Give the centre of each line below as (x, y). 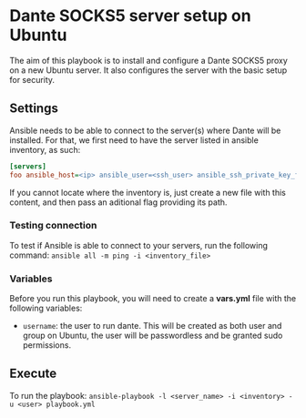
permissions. (46, 345)
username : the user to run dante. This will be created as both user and (152, 326)
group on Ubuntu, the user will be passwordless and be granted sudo (153, 336)
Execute (33, 374)
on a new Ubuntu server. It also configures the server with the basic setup (148, 70)
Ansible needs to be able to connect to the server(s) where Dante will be (145, 130)
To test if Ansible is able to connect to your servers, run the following (139, 245)
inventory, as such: (45, 149)
